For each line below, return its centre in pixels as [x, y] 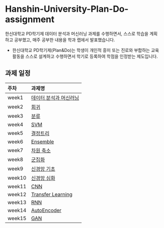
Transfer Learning [52, 194]
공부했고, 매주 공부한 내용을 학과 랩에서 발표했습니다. [65, 40]
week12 [17, 194]
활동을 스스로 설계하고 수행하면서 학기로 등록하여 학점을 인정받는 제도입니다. [85, 56]
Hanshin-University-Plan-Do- [67, 9]
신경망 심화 [43, 178]
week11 [17, 186]
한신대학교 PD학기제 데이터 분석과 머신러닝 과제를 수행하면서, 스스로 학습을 [77, 33]
